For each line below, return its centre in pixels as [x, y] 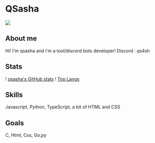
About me [21, 39]
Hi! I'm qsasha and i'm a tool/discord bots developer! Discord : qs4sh [77, 51]
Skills [14, 95]
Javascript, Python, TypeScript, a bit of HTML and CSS [63, 107]
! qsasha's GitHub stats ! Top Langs [42, 79]
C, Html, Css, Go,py [26, 135]
